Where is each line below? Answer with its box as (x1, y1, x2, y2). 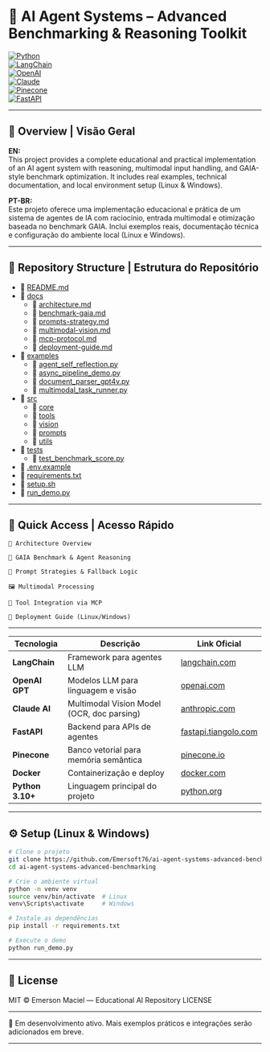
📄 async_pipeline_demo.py (31, 368, 121, 377)
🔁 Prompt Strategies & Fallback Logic (8, 567, 138, 576)
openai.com (180, 680, 226, 691)
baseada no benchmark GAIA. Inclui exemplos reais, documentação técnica (8, 221, 260, 231)
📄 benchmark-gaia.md (31, 307, 106, 317)
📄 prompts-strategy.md (31, 316, 110, 326)
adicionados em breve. (8, 1026, 84, 1037)
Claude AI (12, 703, 51, 715)
